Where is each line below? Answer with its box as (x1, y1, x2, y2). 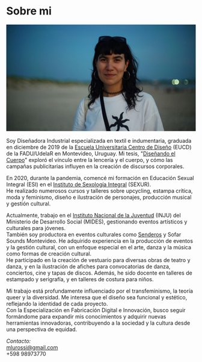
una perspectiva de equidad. (6, 326, 78, 333)
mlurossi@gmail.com (6, 344, 58, 351)
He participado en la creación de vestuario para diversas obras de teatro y (6, 257, 191, 264)
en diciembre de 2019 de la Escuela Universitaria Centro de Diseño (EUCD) (6, 143, 192, 151)
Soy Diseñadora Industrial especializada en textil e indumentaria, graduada (6, 137, 192, 145)
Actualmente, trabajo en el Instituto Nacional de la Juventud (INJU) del (6, 212, 182, 219)
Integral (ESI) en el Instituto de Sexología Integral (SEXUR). (6, 181, 151, 188)
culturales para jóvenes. (6, 225, 66, 232)
